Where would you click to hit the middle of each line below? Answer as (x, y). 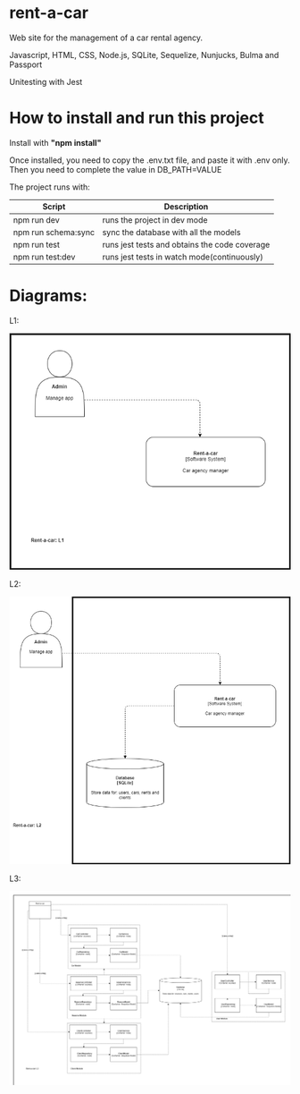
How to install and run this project (137, 118)
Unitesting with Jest (46, 81)
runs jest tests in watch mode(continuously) (183, 257)
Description (186, 207)
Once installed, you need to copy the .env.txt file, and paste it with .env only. (150, 160)
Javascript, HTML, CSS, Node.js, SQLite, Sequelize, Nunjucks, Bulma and (144, 55)
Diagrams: (48, 296)
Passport (26, 64)
